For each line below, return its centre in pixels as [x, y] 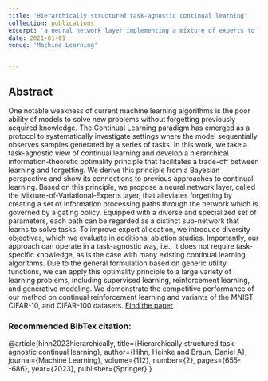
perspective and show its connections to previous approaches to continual [131, 178]
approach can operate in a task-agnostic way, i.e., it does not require [121, 246]
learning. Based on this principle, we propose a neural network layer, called [132, 187]
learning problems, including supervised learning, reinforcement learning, [129, 280]
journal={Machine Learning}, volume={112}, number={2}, [102, 360]
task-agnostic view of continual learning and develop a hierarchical [118, 153]
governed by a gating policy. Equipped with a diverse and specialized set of [132, 212]
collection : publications [51, 23]
